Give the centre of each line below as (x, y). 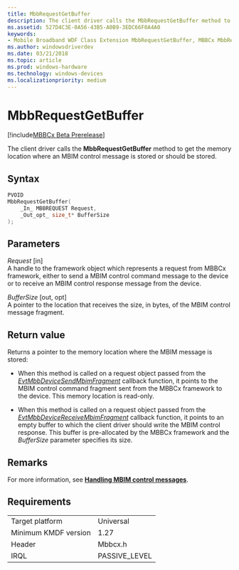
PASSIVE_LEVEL (125, 556)
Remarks (28, 462)
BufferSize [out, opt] (37, 297)
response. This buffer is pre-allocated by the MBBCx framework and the (123, 433)
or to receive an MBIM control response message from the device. (104, 284)
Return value (36, 335)
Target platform (37, 521)
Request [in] (25, 261)
